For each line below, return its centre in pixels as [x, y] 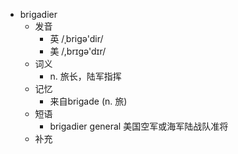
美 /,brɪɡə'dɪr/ [78, 51]
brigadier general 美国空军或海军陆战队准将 [139, 126]
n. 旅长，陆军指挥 [85, 76]
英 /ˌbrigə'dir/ [76, 38]
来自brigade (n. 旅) [88, 101]
